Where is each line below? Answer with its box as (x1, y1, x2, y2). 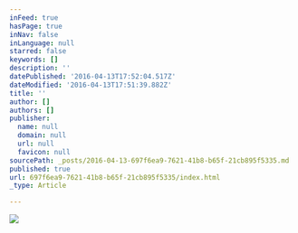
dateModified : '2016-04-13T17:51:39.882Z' (9, 80, 172, 89)
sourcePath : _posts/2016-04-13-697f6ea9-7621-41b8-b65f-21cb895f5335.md (9, 155, 290, 165)
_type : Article (9, 182, 67, 191)
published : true (9, 164, 71, 173)
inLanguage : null (9, 38, 75, 48)
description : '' (9, 64, 71, 73)
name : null (17, 123, 59, 132)
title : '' (9, 89, 47, 98)
